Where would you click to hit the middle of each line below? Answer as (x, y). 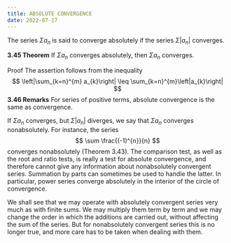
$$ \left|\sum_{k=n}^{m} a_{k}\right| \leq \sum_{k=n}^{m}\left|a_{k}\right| (118, 82)
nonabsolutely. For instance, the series (63, 129)
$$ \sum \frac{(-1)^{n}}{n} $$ (118, 140)
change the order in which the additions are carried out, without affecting (113, 216)
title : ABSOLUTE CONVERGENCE (50, 14)
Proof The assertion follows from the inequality (75, 71)
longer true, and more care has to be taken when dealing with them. (105, 232)
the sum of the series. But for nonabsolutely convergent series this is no (111, 224)
